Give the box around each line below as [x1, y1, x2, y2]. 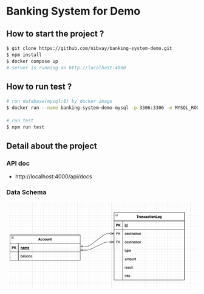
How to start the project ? [6, 29, 104, 39]
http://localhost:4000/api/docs [15, 173, 92, 180]
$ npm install [6, 52, 42, 58]
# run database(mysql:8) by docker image [6, 99, 113, 105]
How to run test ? [6, 81, 72, 92]
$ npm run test [6, 124, 45, 130]
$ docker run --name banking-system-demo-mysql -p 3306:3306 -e [6, 105, 172, 111]
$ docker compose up [6, 58, 59, 65]
